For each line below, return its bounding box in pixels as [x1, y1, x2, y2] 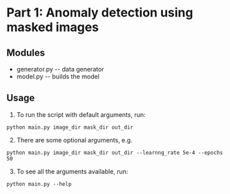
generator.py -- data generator [16, 65, 104, 73]
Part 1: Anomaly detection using [6, 5, 193, 21]
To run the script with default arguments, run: [16, 110, 146, 118]
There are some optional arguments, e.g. [16, 136, 133, 144]
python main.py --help [6, 180, 72, 187]
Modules [6, 47, 46, 58]
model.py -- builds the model [16, 72, 99, 80]
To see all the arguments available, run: [16, 167, 128, 175]
